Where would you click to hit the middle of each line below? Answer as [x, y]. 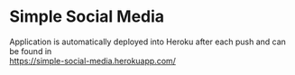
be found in [31, 51]
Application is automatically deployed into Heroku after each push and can [148, 42]
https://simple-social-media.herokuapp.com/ [92, 61]
